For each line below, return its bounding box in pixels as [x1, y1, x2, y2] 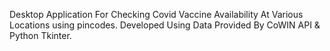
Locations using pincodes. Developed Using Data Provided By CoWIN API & [9, 19, 321, 31]
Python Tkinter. [9, 30, 72, 41]
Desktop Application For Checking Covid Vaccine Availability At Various [9, 9, 304, 20]
